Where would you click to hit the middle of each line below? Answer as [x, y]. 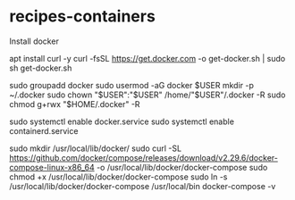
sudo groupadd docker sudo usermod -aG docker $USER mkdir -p [132, 85]
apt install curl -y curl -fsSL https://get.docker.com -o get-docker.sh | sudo [147, 58]
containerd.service [44, 130]
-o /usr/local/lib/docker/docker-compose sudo [182, 167]
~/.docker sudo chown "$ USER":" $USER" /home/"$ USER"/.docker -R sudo [147, 95]
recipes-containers [83, 17]
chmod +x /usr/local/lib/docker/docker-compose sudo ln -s [118, 177]
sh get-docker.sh [41, 68]
